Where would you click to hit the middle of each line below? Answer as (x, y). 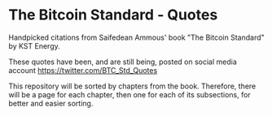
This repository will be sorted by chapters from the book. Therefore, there (132, 86)
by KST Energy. (35, 45)
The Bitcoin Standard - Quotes (113, 15)
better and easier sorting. (51, 103)
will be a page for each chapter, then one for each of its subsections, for (129, 94)
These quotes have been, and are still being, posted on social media (123, 62)
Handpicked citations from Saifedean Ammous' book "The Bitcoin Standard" (136, 37)
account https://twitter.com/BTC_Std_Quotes (83, 70)
